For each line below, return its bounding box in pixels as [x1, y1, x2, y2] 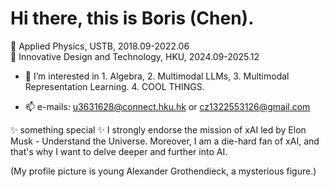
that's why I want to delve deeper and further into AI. [10, 145, 228, 157]
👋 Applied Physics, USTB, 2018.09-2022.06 [10, 40, 190, 52]
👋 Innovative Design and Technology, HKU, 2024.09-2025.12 [10, 50, 260, 62]
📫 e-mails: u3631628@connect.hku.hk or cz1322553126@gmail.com [24, 100, 311, 112]
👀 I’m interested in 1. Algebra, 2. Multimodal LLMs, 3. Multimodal [24, 70, 290, 82]
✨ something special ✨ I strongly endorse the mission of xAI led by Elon [10, 123, 307, 136]
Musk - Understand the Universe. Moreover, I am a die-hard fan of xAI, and [10, 135, 320, 147]
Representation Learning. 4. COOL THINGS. [24, 80, 205, 92]
